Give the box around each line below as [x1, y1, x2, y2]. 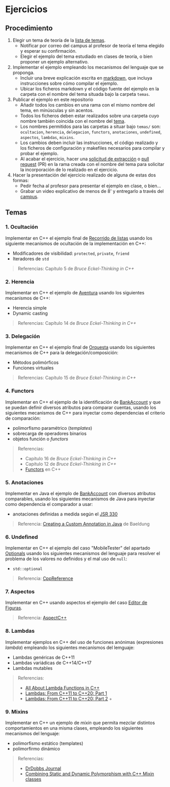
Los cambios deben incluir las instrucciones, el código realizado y [20, 140, 158, 146]
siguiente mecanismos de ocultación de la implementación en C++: [5, 240, 146, 247]
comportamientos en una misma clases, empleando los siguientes [5, 725, 144, 731]
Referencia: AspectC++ [17, 615, 67, 621]
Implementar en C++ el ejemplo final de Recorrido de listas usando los [5, 235, 153, 241]
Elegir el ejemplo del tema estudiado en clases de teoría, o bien [20, 53, 153, 59]
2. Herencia [5, 278, 35, 285]
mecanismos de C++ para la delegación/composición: [5, 350, 118, 356]
